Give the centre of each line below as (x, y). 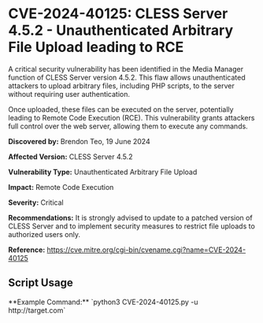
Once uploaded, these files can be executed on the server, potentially (121, 109)
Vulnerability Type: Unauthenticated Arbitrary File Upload (103, 172)
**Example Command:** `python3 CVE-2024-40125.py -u (103, 302)
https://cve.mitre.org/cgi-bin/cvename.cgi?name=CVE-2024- (146, 250)
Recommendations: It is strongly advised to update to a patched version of (131, 217)
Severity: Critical (36, 202)
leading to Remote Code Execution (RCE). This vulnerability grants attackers (131, 117)
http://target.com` (37, 310)
